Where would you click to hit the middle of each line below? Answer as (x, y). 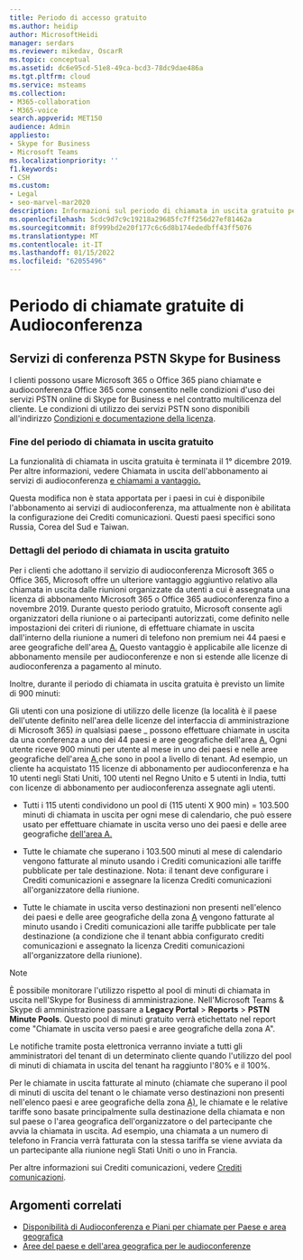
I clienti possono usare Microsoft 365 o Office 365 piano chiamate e (135, 380)
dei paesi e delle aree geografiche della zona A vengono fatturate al (148, 917)
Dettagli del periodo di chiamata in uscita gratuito (119, 550)
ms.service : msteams (48, 85)
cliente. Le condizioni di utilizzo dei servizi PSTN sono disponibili (129, 409)
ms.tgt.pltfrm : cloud (50, 77)
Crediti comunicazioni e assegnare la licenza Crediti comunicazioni (147, 880)
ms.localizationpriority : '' (64, 160)
